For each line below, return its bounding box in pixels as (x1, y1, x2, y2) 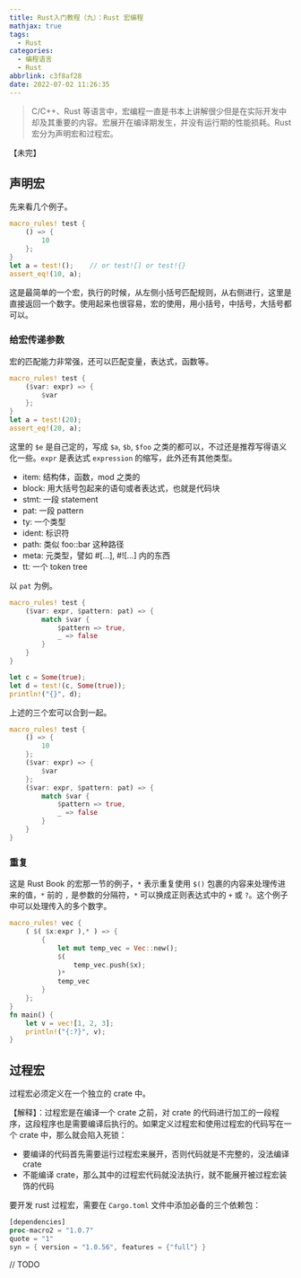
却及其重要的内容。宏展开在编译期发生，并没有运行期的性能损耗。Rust (30, 117, 292, 127)
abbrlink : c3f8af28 (9, 72, 82, 81)
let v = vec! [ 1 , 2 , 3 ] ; (25, 1019, 115, 1028)
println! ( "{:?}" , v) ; (25, 1027, 106, 1037)
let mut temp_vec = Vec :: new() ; (56, 943, 178, 952)
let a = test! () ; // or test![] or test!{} (9, 261, 186, 270)
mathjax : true (9, 22, 63, 31)
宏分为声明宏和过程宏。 (30, 127, 118, 139)
